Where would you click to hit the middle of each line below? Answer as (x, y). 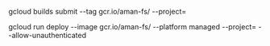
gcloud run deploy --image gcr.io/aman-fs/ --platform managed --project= (132, 27)
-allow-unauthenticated (48, 35)
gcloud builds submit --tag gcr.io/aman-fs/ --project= (98, 11)
